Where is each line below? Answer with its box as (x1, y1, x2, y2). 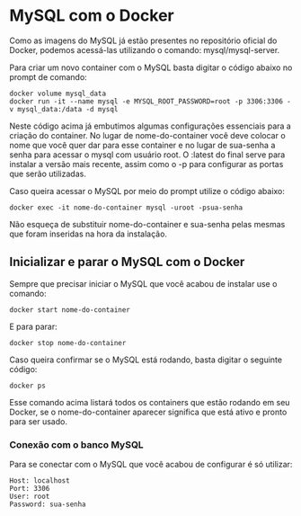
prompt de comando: (9, 71, 87, 82)
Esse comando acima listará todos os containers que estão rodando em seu (9, 396, 290, 407)
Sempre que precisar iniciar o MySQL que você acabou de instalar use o (9, 278, 278, 289)
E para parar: (9, 321, 58, 332)
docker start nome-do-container (9, 305, 130, 315)
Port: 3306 (9, 485, 50, 494)
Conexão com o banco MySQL (9, 438, 144, 450)
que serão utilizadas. (9, 168, 87, 179)
